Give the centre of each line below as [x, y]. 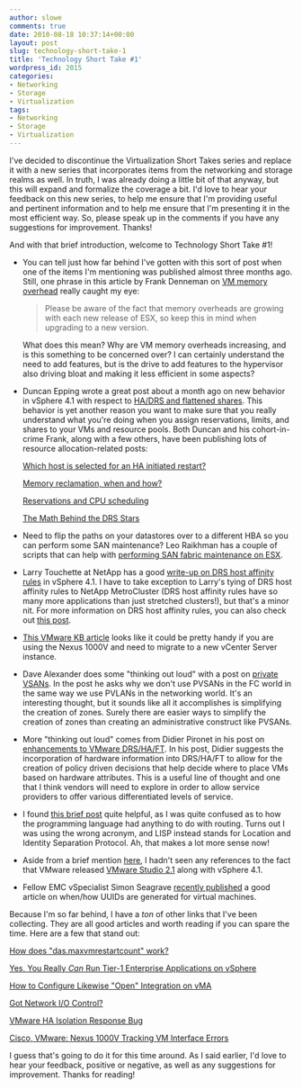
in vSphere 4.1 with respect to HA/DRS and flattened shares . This [142, 400]
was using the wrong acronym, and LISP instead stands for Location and [156, 832]
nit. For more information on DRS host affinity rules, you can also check [154, 610]
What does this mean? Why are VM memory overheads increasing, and [154, 345]
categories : [31, 76]
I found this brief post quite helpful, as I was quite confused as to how [151, 814]
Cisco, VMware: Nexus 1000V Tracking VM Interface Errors [119, 1038]
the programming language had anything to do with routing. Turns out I [153, 823]
